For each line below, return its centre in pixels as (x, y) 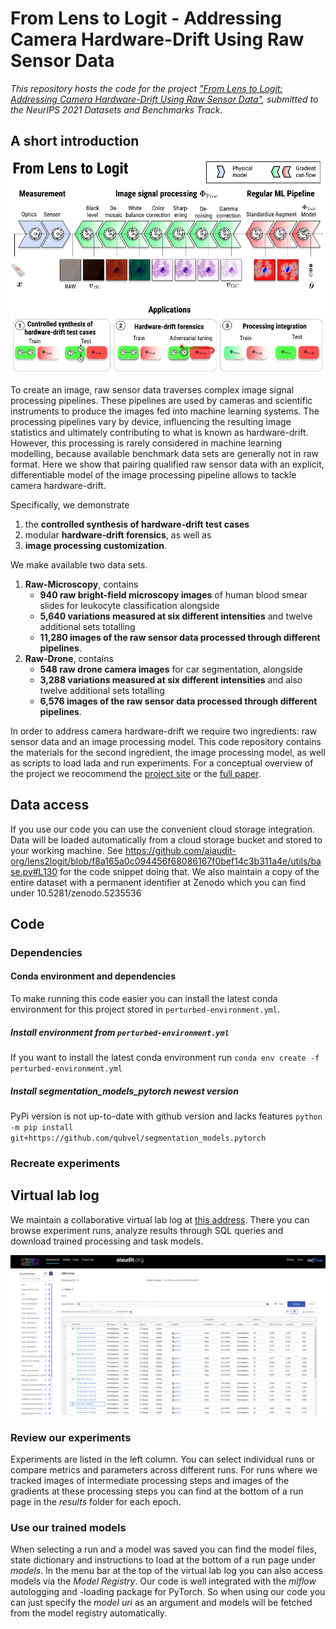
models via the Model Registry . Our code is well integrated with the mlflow (163, 1581)
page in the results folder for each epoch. (96, 1501)
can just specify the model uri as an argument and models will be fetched (161, 1603)
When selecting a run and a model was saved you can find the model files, (163, 1549)
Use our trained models (68, 1527)
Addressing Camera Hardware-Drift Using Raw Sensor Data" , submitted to (164, 99)
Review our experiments (71, 1437)
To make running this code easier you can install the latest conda (144, 999)
